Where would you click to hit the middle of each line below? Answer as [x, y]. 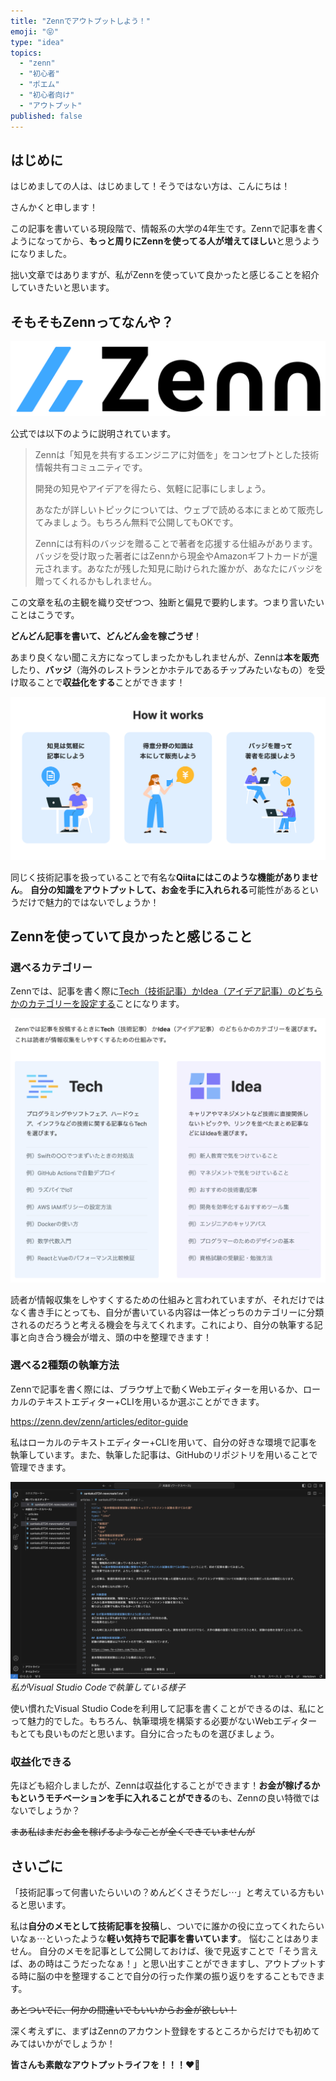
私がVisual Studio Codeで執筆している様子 [98, 1687]
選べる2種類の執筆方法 [65, 1365]
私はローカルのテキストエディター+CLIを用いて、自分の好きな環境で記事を [164, 1442]
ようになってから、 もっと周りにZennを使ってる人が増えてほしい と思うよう [165, 241]
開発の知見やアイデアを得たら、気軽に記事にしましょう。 [153, 489]
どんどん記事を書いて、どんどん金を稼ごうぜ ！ [106, 636]
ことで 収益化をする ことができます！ [111, 682]
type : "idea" [37, 42]
